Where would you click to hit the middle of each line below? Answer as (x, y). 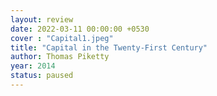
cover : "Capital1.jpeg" (62, 38)
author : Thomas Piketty (60, 57)
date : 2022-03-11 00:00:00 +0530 (80, 29)
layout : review (42, 19)
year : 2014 (33, 66)
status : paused (42, 76)
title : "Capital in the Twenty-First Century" (109, 47)
